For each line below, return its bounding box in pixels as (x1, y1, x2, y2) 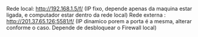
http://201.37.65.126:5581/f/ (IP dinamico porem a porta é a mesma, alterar (6, 18, 192, 24)
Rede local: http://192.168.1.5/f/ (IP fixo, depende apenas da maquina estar (6, 5, 193, 12)
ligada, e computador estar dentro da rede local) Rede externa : (6, 11, 166, 18)
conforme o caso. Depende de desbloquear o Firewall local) (6, 24, 157, 31)
